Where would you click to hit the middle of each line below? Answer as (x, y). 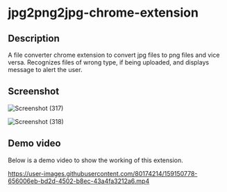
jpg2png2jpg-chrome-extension (103, 13)
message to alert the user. (45, 70)
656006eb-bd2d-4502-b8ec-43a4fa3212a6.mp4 (79, 181)
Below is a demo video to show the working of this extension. (95, 160)
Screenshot (34, 91)
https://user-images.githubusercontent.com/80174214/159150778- (103, 173)
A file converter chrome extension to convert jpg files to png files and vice (114, 55)
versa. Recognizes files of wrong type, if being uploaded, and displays (109, 62)
